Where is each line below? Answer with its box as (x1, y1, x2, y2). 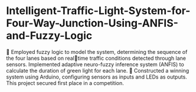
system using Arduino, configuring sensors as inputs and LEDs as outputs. (6, 73, 187, 80)
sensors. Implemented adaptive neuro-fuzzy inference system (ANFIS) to (6, 60, 184, 68)
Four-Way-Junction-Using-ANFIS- (6, 16, 179, 30)
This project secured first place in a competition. (6, 79, 124, 86)
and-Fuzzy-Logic (6, 29, 93, 42)
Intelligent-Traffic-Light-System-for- (6, 4, 191, 18)
